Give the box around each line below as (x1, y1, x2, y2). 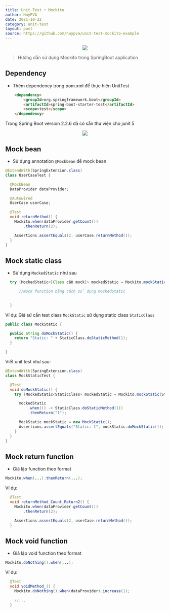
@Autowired (10, 196, 33, 201)
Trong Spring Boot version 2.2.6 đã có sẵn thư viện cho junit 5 (5, 120, 135, 127)
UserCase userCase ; (10, 200, 51, 206)
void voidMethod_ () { (10, 584, 56, 589)
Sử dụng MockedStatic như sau (12, 270, 77, 276)
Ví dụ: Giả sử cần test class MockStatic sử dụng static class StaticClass (5, 312, 155, 318)
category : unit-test (5, 21, 49, 27)
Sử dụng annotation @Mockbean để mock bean (12, 158, 107, 164)
